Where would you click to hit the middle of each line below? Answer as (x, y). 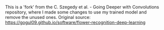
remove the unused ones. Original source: (48, 17)
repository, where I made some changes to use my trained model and (76, 12)
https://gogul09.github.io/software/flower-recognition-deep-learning (75, 22)
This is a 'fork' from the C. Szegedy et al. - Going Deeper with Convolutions (82, 7)
